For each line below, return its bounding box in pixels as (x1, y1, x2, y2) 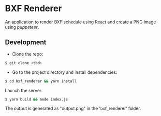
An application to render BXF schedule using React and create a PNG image (5, 19, 156, 25)
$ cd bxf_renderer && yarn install (5, 79, 77, 83)
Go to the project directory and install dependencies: (12, 69, 117, 75)
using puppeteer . (5, 24, 39, 30)
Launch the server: (5, 87, 43, 93)
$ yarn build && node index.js (5, 97, 68, 102)
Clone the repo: (12, 51, 44, 57)
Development (5, 38, 47, 47)
